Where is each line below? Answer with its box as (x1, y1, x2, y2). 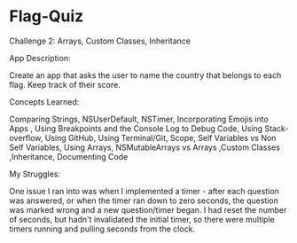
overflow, (9, 132, 43, 143)
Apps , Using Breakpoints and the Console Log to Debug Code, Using (9, 122, 263, 134)
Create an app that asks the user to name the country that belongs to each (9, 69, 282, 81)
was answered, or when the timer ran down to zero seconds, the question (9, 195, 279, 206)
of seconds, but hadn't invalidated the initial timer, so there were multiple (9, 214, 275, 224)
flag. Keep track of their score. (9, 79, 121, 90)
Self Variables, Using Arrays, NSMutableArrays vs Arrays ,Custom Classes (9, 142, 281, 153)
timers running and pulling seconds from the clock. (9, 223, 196, 234)
